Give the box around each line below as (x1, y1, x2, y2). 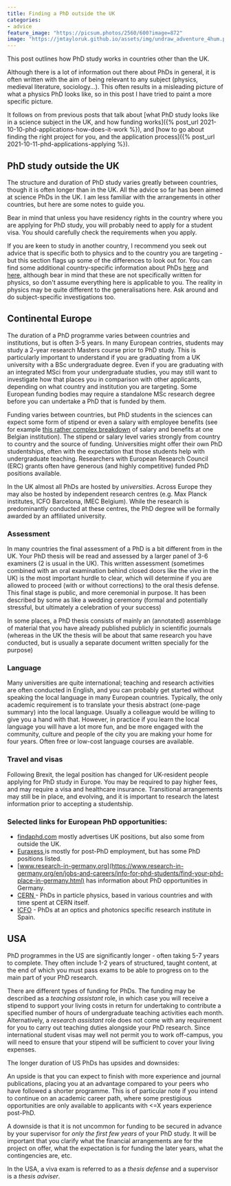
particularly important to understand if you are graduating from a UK (7, 353, 201, 361)
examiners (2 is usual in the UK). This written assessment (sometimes (7, 559, 205, 567)
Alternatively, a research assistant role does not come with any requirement (7, 1016, 222, 1024)
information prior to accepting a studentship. (7, 799, 134, 807)
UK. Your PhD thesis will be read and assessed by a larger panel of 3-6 (7, 552, 208, 561)
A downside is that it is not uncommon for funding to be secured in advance (7, 1122, 222, 1130)
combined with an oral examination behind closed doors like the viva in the (7, 567, 219, 575)
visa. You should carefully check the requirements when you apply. (7, 228, 197, 237)
